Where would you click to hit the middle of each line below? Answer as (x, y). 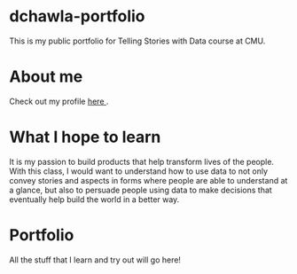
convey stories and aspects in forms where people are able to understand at (148, 180)
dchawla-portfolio (77, 16)
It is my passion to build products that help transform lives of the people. (142, 161)
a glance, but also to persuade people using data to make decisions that (141, 190)
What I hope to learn (85, 137)
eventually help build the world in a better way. (94, 199)
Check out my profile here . (59, 101)
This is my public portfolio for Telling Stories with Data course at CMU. (137, 41)
